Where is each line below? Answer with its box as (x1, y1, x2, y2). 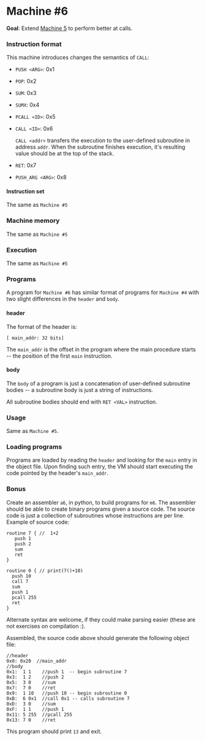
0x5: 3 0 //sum (6, 679, 56, 685)
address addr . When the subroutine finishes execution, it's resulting (15, 143, 185, 151)
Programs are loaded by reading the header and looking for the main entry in (6, 456, 198, 464)
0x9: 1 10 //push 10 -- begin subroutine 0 (6, 690, 127, 696)
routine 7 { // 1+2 (6, 530, 59, 536)
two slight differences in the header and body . (6, 295, 120, 303)
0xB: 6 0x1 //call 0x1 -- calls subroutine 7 (6, 695, 130, 702)
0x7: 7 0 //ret (6, 685, 56, 691)
